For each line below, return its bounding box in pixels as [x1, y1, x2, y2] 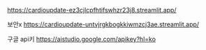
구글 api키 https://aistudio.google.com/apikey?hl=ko [7, 35, 156, 43]
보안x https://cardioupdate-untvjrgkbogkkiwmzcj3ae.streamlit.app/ [7, 20, 200, 28]
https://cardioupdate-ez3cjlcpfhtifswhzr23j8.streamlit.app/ [7, 6, 177, 14]
